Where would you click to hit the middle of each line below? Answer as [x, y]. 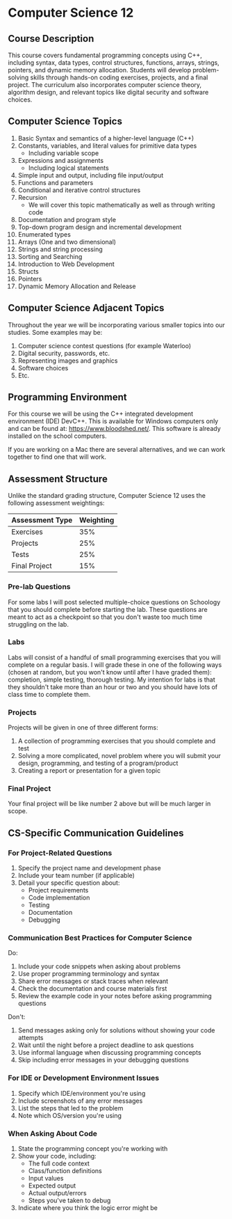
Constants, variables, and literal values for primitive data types [107, 146]
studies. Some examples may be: [55, 332]
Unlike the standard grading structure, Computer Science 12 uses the [107, 496]
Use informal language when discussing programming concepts [109, 1053]
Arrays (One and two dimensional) [67, 242]
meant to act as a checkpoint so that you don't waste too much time [105, 617]
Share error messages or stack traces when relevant [93, 981]
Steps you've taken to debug [69, 1201]
